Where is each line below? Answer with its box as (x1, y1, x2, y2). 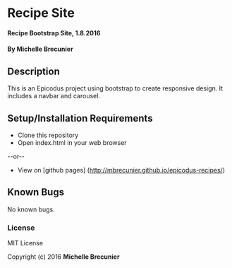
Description (7, 65, 60, 77)
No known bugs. (7, 205, 55, 214)
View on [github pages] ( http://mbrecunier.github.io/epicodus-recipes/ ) (17, 166, 226, 174)
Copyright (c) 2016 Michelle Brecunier (7, 252, 120, 261)
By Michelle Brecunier (7, 45, 73, 54)
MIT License (7, 239, 44, 247)
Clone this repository (17, 131, 79, 139)
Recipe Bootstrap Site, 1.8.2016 (7, 28, 101, 37)
